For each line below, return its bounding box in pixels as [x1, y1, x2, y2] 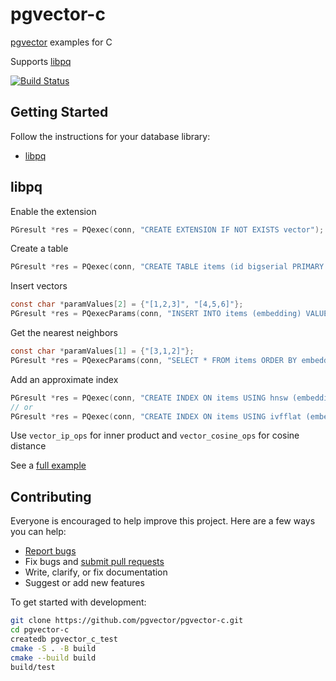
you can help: [10, 526, 67, 538]
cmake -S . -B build [10, 643, 97, 653]
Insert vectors [10, 280, 68, 292]
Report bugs [24, 545, 77, 557]
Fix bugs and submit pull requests [24, 556, 165, 568]
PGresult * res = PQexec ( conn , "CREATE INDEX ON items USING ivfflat [10, 411, 302, 422]
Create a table [10, 243, 69, 255]
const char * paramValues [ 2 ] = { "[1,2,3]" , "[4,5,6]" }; [10, 299, 244, 310]
